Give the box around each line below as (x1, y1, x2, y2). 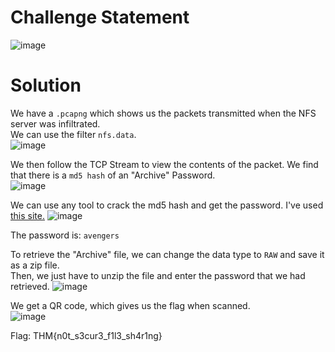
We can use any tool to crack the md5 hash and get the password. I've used (10, 199, 324, 211)
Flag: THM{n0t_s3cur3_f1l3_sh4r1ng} (10, 329, 163, 341)
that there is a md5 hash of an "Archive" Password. (10, 169, 216, 181)
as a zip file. (10, 259, 60, 271)
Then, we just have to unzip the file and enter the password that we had (10, 269, 306, 281)
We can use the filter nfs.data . (10, 128, 137, 140)
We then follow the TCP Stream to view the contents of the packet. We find (10, 158, 319, 170)
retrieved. (10, 280, 50, 292)
